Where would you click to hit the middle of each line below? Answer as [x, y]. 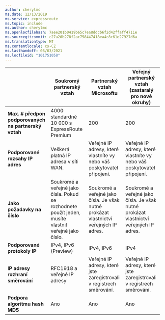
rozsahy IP [20, 159]
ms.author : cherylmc [26, 28]
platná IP [61, 156]
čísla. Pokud [65, 194]
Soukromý [67, 81]
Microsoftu [105, 93]
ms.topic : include [24, 23]
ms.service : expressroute [31, 19]
